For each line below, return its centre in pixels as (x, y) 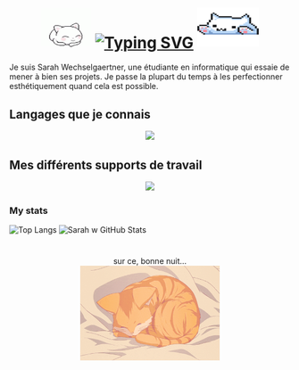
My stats (29, 210)
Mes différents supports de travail (106, 164)
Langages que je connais (80, 114)
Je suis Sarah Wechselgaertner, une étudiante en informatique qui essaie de (149, 67)
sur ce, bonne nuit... (150, 261)
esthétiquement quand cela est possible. (84, 86)
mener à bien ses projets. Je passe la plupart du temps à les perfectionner (146, 77)
